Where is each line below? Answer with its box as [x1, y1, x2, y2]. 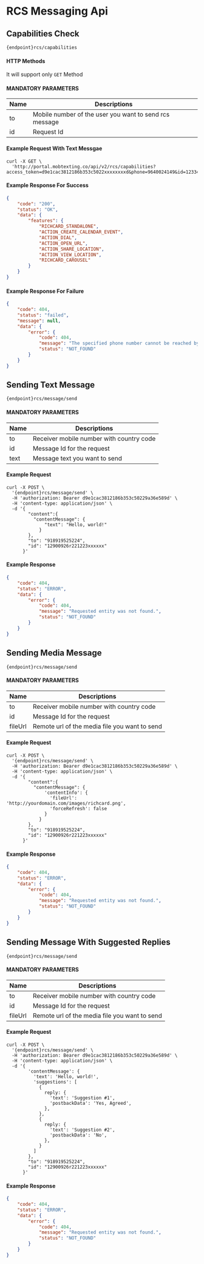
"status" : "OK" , [17, 207, 59, 213]
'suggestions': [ [33, 1079, 78, 1085]
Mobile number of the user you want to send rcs [32, 111, 170, 119]
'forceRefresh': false [49, 805, 107, 811]
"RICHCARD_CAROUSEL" [38, 257, 91, 264]
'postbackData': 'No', [49, 1132, 107, 1138]
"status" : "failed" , [17, 312, 69, 318]
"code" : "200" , [17, 200, 56, 207]
